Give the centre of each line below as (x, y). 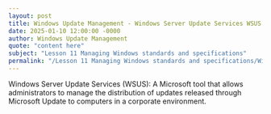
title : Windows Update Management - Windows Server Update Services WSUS (135, 23)
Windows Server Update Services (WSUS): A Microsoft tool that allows (126, 84)
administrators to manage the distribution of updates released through (125, 92)
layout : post (30, 16)
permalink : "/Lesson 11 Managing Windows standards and (104, 61)
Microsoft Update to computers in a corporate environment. (108, 101)
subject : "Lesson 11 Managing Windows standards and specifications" (128, 53)
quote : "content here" (46, 46)
